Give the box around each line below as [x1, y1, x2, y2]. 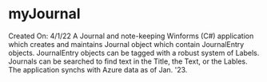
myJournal [8, 5, 82, 23]
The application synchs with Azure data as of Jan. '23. [8, 64, 188, 74]
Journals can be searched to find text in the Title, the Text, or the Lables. [8, 57, 248, 66]
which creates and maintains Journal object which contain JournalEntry [8, 39, 245, 49]
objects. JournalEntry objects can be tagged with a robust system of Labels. [8, 48, 260, 57]
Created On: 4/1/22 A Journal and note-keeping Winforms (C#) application [8, 31, 254, 41]
